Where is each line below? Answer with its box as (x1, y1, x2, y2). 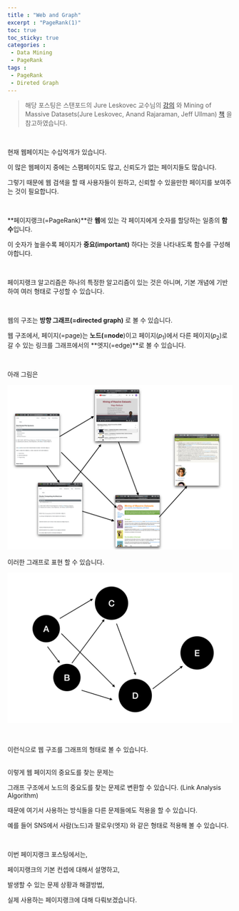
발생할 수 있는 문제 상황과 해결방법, (7, 880, 105, 889)
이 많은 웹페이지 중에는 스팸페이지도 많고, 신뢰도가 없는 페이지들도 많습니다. (7, 163, 217, 171)
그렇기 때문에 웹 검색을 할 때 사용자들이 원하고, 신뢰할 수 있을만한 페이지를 (7, 178, 213, 186)
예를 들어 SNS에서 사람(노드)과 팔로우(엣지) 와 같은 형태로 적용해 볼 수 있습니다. (7, 821, 229, 830)
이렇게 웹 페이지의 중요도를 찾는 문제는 (7, 767, 114, 776)
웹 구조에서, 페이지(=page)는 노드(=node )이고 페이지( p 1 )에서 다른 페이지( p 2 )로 (7, 331, 228, 341)
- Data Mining (10, 49, 53, 56)
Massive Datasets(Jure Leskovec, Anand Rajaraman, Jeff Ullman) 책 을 (24, 109, 233, 118)
